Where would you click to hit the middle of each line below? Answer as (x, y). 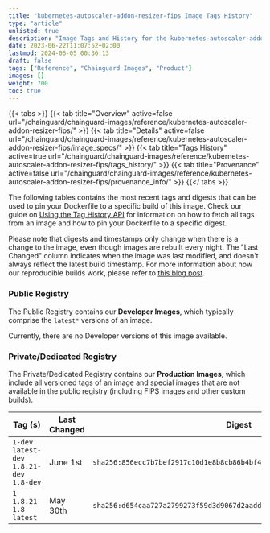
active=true (27, 156)
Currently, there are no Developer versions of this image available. (118, 336)
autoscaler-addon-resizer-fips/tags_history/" (82, 165)
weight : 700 (28, 83)
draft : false (30, 61)
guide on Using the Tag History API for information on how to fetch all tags (131, 215)
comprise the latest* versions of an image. (80, 320)
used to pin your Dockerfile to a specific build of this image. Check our (125, 206)
